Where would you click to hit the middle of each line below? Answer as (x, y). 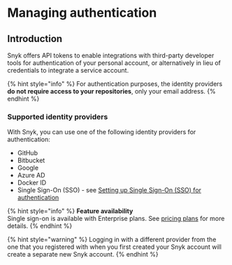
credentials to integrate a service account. (68, 70)
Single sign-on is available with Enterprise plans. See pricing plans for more (116, 219)
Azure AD (31, 176)
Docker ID (32, 182)
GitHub (28, 153)
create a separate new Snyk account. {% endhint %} (83, 255)
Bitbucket (31, 160)
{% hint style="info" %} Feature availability (70, 211)
